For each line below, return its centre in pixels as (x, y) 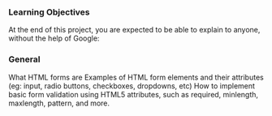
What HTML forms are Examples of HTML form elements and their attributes (136, 77)
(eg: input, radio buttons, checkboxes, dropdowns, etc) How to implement (132, 86)
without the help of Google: (54, 38)
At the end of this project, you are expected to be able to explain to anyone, (134, 30)
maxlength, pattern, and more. (59, 103)
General (24, 59)
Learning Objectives (50, 12)
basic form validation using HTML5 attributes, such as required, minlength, (133, 94)
